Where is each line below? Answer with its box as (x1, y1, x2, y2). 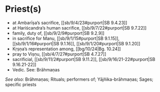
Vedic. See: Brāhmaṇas (12, 66, 60, 72)
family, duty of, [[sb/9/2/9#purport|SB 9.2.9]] (12, 30, 105, 36)
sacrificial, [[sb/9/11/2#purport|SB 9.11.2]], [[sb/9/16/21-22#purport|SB (12, 56, 156, 62)
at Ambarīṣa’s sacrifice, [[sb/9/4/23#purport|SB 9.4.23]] (12, 20, 127, 26)
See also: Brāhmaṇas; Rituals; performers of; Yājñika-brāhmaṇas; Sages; (5, 76, 154, 82)
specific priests (5, 81, 37, 87)
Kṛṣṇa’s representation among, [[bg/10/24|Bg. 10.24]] (12, 46, 121, 52)
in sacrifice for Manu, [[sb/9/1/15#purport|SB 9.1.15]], (12, 35, 120, 41)
